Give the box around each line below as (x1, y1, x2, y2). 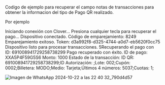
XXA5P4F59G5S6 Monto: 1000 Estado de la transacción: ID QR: (5, 55, 134, 60)
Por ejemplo (5, 19, 30, 25)
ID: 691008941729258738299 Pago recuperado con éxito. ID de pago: (5, 49, 148, 55)
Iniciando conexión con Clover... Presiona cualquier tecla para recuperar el (5, 28, 157, 34)
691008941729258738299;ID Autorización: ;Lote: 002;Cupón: (5, 60, 131, 65)
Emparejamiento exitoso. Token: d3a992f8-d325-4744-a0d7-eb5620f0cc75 (5, 39, 161, 45)
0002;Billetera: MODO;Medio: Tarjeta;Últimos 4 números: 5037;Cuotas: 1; (5, 65, 154, 71)
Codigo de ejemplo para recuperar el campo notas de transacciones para (5, 4, 154, 10)
